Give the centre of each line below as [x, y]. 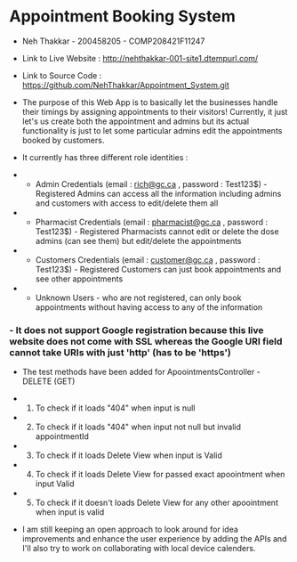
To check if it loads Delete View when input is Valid [128, 455]
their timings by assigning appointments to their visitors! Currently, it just [155, 111]
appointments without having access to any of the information [149, 307]
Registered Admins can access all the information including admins [158, 193]
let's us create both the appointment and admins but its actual [136, 121]
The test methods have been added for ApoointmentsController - [141, 372]
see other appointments [79, 279]
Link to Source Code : [62, 75]
